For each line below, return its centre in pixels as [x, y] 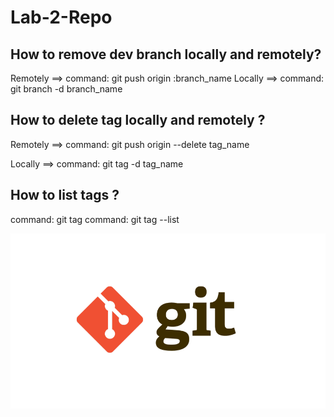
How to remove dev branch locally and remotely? [166, 54]
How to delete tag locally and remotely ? [138, 120]
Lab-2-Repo [61, 17]
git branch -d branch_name [66, 89]
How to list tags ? [65, 195]
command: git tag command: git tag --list [95, 219]
